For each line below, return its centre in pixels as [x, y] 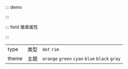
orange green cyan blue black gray [81, 59]
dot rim [51, 49]
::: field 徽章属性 [22, 27]
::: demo [14, 7]
